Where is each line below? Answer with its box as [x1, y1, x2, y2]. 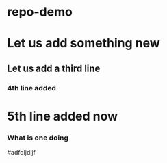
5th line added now [7, 108, 118, 124]
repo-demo [7, 4, 73, 20]
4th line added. [7, 83, 59, 92]
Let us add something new [7, 36, 161, 51]
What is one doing [7, 133, 69, 142]
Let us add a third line [7, 62, 101, 74]
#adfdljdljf [7, 149, 36, 157]
